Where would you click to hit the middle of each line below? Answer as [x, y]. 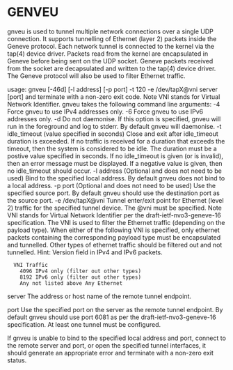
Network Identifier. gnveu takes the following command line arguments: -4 [114, 104]
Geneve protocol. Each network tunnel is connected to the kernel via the [111, 46]
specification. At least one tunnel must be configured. [84, 324]
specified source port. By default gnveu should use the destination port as [114, 193]
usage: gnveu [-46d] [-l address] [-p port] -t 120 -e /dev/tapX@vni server [112, 89]
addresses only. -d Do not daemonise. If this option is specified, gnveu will [114, 118]
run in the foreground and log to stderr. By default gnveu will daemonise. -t [114, 126]
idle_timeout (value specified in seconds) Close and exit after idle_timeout [113, 134]
